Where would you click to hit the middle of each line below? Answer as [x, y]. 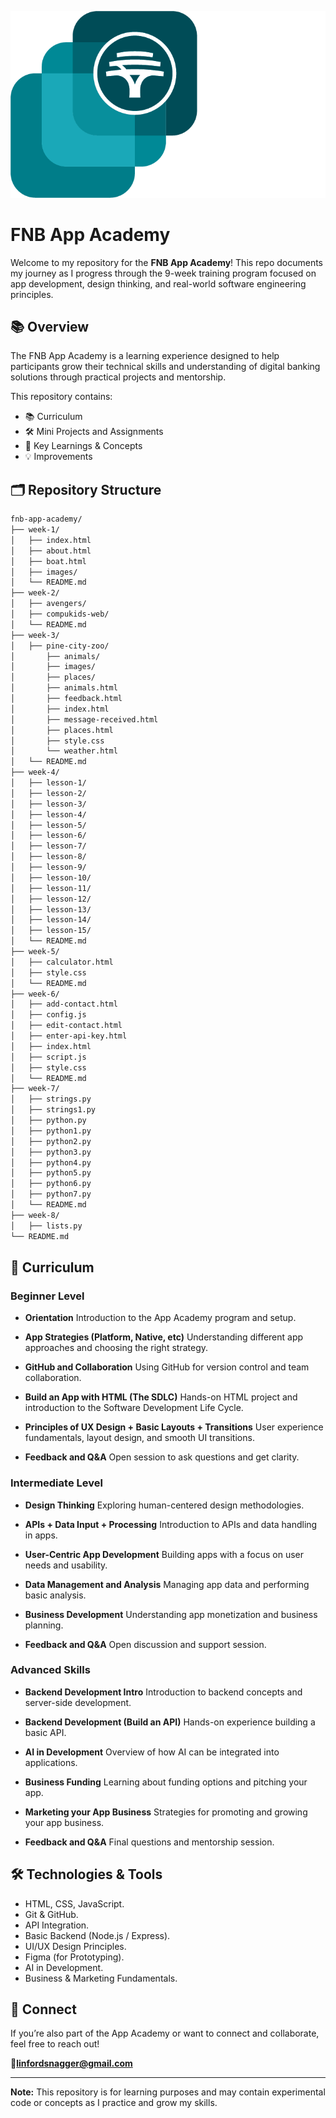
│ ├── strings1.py [53, 1110]
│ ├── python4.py [51, 1162]
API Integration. [57, 1925]
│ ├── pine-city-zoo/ [60, 646]
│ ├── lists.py [46, 1226]
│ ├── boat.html [48, 561]
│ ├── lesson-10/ [51, 877]
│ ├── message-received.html [84, 719]
